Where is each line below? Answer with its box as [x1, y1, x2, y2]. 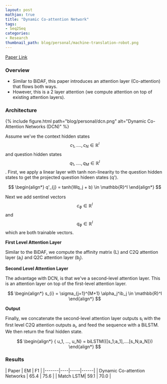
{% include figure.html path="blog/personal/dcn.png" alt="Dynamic [5, 118, 146, 124]
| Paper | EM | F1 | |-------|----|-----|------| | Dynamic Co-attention [5, 367, 145, 373]
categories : [5, 31, 30, 36]
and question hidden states [5, 151, 62, 157]
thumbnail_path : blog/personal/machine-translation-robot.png [5, 40, 139, 45]
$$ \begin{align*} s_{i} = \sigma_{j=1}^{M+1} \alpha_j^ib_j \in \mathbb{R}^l [7, 290, 162, 296]
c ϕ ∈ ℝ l [76, 202, 93, 210]
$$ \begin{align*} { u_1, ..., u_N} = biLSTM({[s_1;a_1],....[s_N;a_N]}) [17, 338, 153, 344]
